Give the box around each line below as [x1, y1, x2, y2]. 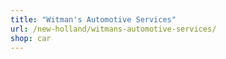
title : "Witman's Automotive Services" [10, 14, 177, 25]
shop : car [10, 33, 52, 43]
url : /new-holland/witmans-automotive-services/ [10, 24, 217, 34]
